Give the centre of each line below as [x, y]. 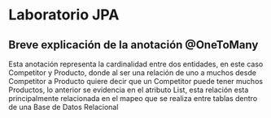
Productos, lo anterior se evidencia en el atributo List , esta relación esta [129, 90]
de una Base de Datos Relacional [63, 107]
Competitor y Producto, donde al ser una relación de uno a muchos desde [132, 73]
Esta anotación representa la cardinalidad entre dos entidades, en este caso [136, 64]
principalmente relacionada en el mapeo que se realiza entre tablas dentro [133, 98]
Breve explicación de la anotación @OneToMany [133, 45]
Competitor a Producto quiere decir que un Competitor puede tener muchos [135, 81]
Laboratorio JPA [64, 15]
